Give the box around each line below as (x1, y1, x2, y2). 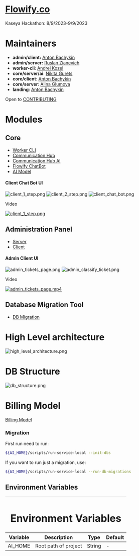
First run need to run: (5, 441, 49, 447)
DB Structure (5, 366, 60, 378)
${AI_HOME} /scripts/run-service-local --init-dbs (5, 450, 111, 455)
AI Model (12, 168, 32, 174)
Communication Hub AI (12, 157, 61, 164)
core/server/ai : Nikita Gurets (12, 70, 73, 76)
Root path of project (35, 542, 82, 549)
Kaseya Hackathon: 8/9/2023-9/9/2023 (5, 20, 88, 26)
